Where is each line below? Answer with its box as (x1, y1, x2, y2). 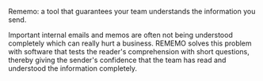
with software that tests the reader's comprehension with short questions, (8, 47, 250, 56)
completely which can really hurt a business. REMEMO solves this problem (8, 39, 252, 48)
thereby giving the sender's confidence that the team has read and (8, 55, 227, 64)
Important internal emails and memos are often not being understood (8, 31, 234, 39)
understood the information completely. (8, 64, 137, 73)
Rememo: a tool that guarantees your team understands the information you (8, 7, 256, 16)
